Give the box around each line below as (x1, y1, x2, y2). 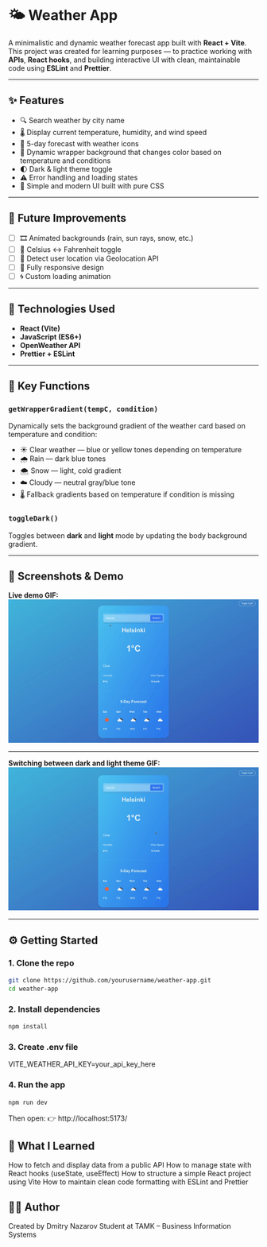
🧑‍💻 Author (8, 1200, 60, 1214)
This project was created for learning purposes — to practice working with (8, 46, 253, 56)
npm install (8, 1023, 48, 1031)
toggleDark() (8, 514, 59, 523)
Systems (8, 1230, 37, 1240)
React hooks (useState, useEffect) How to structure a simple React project (8, 1169, 252, 1179)
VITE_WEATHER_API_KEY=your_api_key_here (8, 1059, 157, 1069)
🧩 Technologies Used (8, 303, 115, 316)
